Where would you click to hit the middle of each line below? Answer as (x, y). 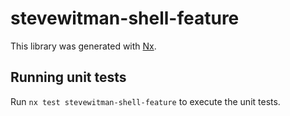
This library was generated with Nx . (83, 46)
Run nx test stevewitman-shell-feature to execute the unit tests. (145, 101)
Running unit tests (68, 77)
